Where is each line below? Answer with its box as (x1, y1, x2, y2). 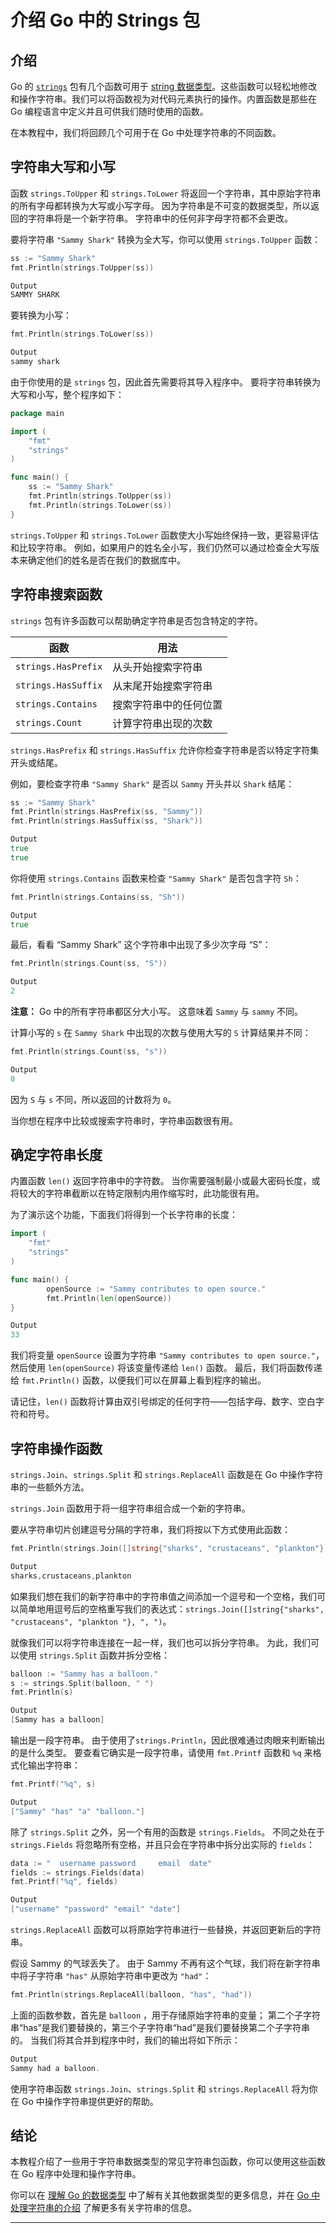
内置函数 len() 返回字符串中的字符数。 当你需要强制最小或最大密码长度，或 (10, 1175, 321, 1187)
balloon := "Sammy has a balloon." (10, 1669, 159, 1679)
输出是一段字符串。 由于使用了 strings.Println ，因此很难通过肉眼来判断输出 (10, 1734, 326, 1746)
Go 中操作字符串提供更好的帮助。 (21, 2095, 159, 2107)
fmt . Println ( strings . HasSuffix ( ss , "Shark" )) (10, 816, 203, 826)
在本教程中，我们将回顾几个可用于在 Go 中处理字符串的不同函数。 (10, 127, 282, 138)
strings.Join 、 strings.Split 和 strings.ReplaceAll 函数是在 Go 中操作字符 (10, 1469, 324, 1480)
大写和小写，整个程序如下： (10, 388, 125, 400)
